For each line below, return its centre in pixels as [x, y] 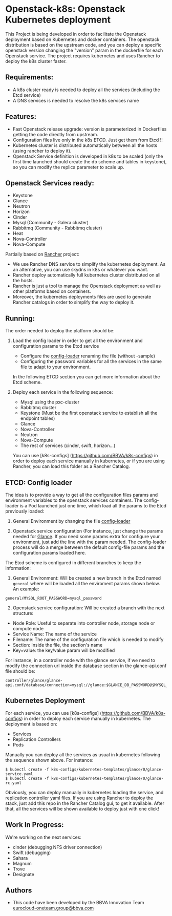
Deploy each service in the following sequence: [63, 392]
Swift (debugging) [32, 853]
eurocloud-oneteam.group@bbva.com [53, 908]
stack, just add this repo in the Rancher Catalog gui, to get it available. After [85, 803]
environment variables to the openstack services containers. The [74, 500]
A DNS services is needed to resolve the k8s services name [76, 100]
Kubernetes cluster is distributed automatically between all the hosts [85, 145]
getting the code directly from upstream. [56, 134]
